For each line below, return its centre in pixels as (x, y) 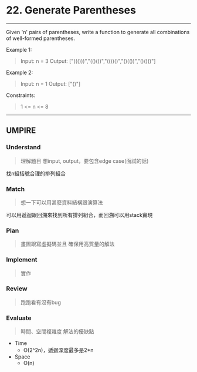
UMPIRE (21, 131)
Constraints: (21, 95)
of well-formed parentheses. (40, 38)
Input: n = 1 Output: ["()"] (50, 83)
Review (17, 289)
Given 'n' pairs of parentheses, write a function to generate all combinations (98, 32)
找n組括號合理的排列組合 (36, 173)
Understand (23, 148)
